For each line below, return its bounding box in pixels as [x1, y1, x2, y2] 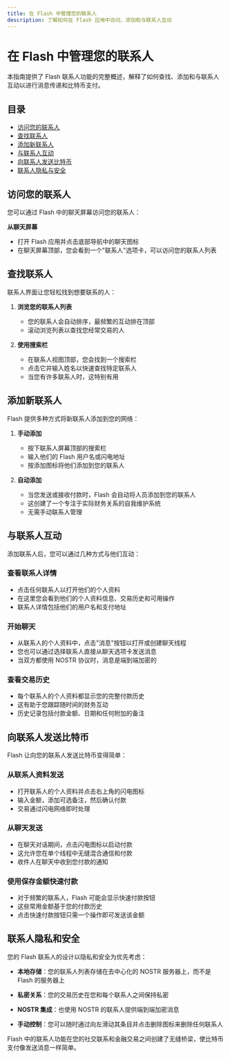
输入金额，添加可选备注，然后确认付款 [17, 795, 126, 804]
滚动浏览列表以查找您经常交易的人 [27, 325, 125, 334]
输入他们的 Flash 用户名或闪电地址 [27, 452, 126, 460]
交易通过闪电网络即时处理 [17, 804, 90, 813]
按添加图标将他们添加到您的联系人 [27, 461, 125, 469]
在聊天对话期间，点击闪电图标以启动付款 [17, 840, 133, 849]
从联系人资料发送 [7, 770, 64, 780]
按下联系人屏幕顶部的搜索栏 [27, 444, 107, 452]
